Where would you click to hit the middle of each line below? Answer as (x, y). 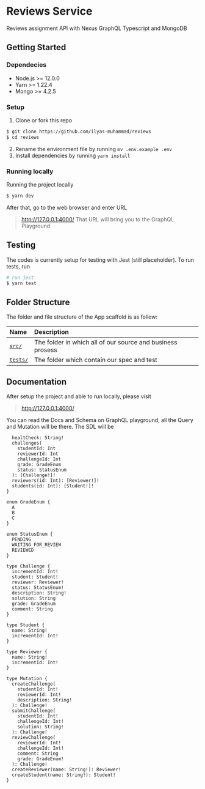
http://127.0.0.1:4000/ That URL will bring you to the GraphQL (98, 219)
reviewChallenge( (34, 738)
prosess (46, 350)
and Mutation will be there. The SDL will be (60, 427)
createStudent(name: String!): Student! (64, 775)
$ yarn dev (20, 196)
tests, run (18, 266)
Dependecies (27, 65)
